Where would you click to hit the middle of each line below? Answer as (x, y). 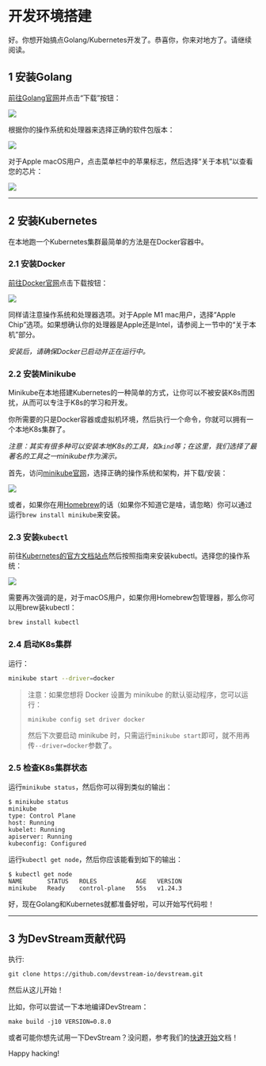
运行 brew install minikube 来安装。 (66, 515)
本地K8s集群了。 (42, 429)
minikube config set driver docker (86, 719)
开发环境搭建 (50, 16)
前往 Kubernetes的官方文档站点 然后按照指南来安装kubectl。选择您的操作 (126, 556)
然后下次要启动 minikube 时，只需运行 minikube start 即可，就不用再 (139, 736)
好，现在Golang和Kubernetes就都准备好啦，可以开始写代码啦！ (112, 904)
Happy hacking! (34, 1053)
